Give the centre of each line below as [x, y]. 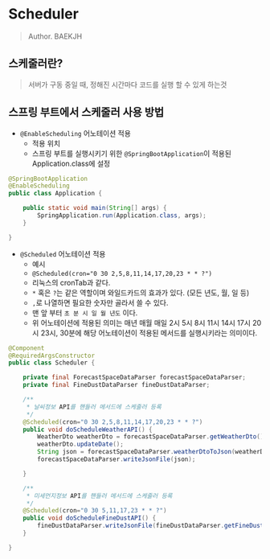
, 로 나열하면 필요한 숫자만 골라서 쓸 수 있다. [100, 302]
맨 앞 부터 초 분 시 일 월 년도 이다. [85, 312]
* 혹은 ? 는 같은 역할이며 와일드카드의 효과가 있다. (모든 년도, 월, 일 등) [141, 292]
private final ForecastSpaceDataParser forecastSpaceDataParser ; [135, 378]
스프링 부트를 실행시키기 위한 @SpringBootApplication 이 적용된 [131, 153]
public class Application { [55, 194]
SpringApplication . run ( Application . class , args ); [122, 216]
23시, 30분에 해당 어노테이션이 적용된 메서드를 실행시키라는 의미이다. [149, 333]
